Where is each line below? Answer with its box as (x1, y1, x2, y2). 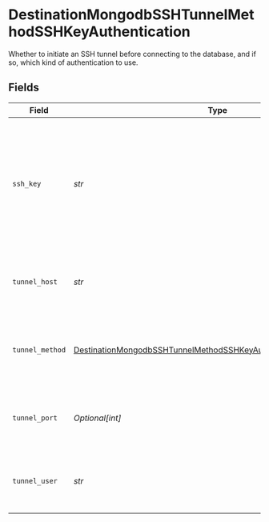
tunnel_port (12, 413, 58, 422)
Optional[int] (73, 412, 122, 424)
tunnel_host (12, 277, 58, 286)
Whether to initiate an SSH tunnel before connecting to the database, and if (8, 49, 256, 58)
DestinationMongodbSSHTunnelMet (8, 6, 255, 24)
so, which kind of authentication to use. (8, 58, 139, 67)
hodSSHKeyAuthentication (8, 22, 191, 41)
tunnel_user (12, 476, 58, 485)
